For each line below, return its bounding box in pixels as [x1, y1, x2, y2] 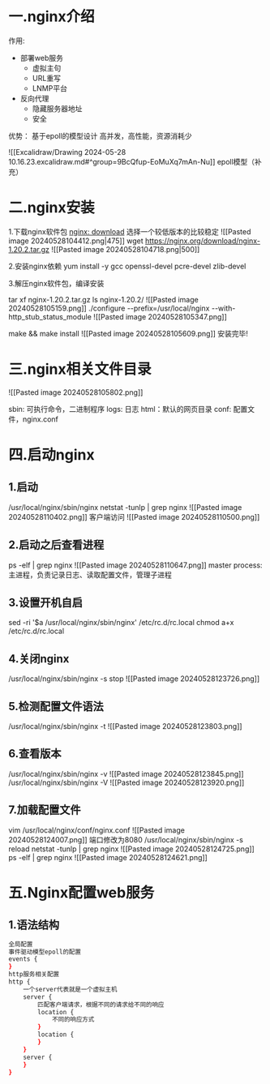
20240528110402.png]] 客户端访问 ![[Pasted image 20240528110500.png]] [8, 512, 260, 521]
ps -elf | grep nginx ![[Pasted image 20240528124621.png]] [8, 852, 208, 862]
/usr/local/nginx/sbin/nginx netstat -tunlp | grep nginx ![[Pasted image [8, 502, 242, 512]
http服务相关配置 [8, 970, 59, 979]
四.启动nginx [8, 446, 95, 464]
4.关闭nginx [8, 652, 70, 666]
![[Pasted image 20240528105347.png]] [92, 311, 227, 321]
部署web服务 [19, 53, 63, 62]
